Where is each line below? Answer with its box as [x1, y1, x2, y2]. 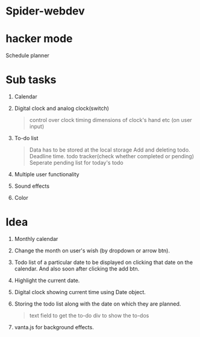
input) [29, 123, 45, 130]
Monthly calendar [14, 236, 58, 242]
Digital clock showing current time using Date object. [14, 289, 146, 295]
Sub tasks [5, 73, 57, 87]
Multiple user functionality [14, 171, 80, 178]
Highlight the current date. [14, 277, 80, 284]
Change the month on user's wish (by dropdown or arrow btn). [14, 247, 170, 254]
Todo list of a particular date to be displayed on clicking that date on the [14, 258, 193, 266]
